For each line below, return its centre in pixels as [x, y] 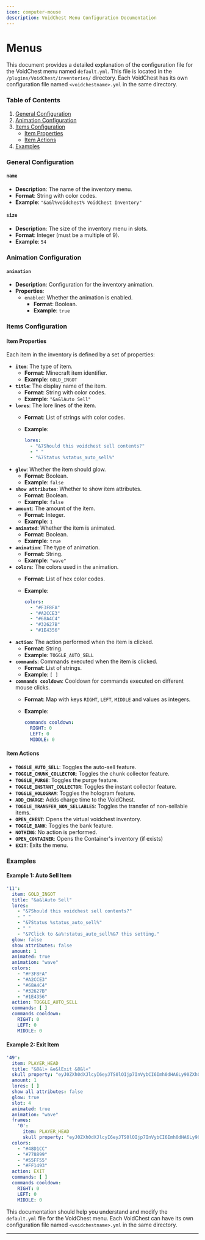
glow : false [27, 940]
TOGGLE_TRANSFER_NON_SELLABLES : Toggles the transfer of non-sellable [101, 806]
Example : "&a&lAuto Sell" [58, 399]
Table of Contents [34, 100]
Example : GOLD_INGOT [51, 380]
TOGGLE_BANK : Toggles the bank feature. [64, 825]
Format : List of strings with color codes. [75, 418]
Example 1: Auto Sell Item [39, 876]
